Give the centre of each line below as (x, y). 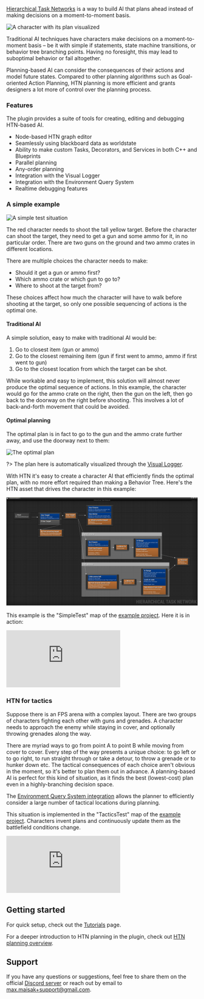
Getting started (36, 910)
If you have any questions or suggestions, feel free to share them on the (96, 976)
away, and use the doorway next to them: (58, 440)
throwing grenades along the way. (49, 733)
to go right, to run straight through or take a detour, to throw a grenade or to (101, 758)
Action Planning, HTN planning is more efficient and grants (102, 83)
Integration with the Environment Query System (74, 182)
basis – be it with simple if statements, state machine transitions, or (112, 45)
